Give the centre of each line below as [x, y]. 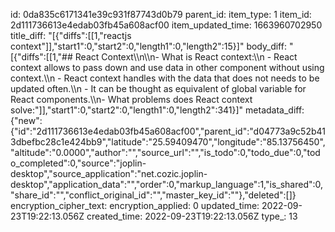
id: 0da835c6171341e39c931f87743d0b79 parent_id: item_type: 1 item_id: [161, 14]
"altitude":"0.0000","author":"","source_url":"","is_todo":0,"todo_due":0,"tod [165, 152]
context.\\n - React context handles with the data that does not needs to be [165, 78]
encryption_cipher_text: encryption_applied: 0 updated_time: [135, 205]
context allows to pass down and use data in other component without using [167, 67]
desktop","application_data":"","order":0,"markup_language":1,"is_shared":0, [167, 184]
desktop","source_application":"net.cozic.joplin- [109, 173]
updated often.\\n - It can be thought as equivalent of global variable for [158, 88]
